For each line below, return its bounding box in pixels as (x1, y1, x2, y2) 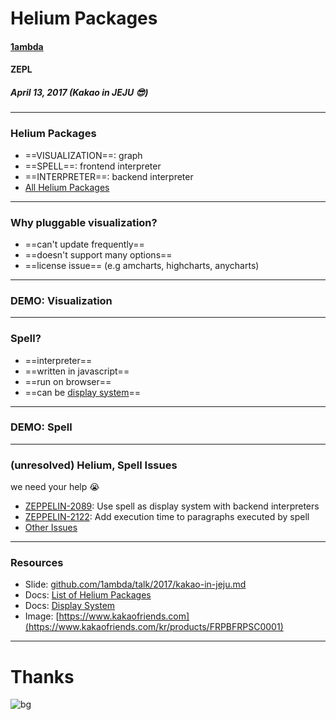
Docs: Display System (24, 600, 116, 612)
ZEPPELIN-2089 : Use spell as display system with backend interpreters (24, 500, 320, 512)
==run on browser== (24, 375, 112, 387)
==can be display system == (24, 386, 142, 398)
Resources (10, 556, 64, 570)
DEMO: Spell (10, 420, 73, 434)
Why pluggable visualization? (10, 215, 158, 229)
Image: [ (24, 610, 60, 622)
